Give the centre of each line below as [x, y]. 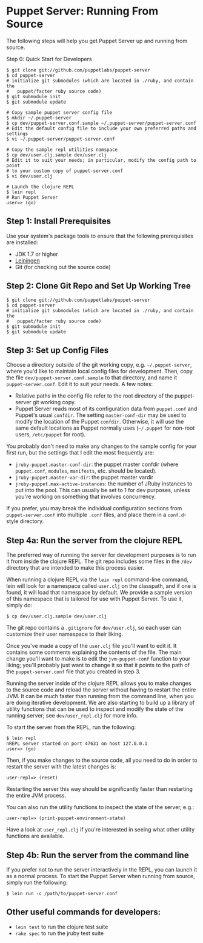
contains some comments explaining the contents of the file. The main [94, 652]
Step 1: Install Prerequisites [58, 222]
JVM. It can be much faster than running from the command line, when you [100, 696]
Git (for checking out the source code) [63, 267]
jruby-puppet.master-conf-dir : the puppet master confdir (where [97, 464]
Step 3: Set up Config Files [58, 350]
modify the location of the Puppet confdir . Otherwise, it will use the [99, 422]
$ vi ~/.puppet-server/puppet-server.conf [61, 139]
